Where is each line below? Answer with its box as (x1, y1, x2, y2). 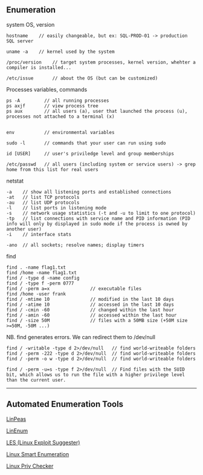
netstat (6, 177, 24, 184)
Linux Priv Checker (6, 462, 54, 470)
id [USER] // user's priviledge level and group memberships (6, 150, 174, 157)
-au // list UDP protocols (6, 200, 80, 206)
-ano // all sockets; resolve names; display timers (6, 242, 145, 248)
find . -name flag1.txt (6, 264, 66, 271)
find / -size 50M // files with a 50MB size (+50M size (6, 317, 188, 323)
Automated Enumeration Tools (6, 399, 124, 409)
